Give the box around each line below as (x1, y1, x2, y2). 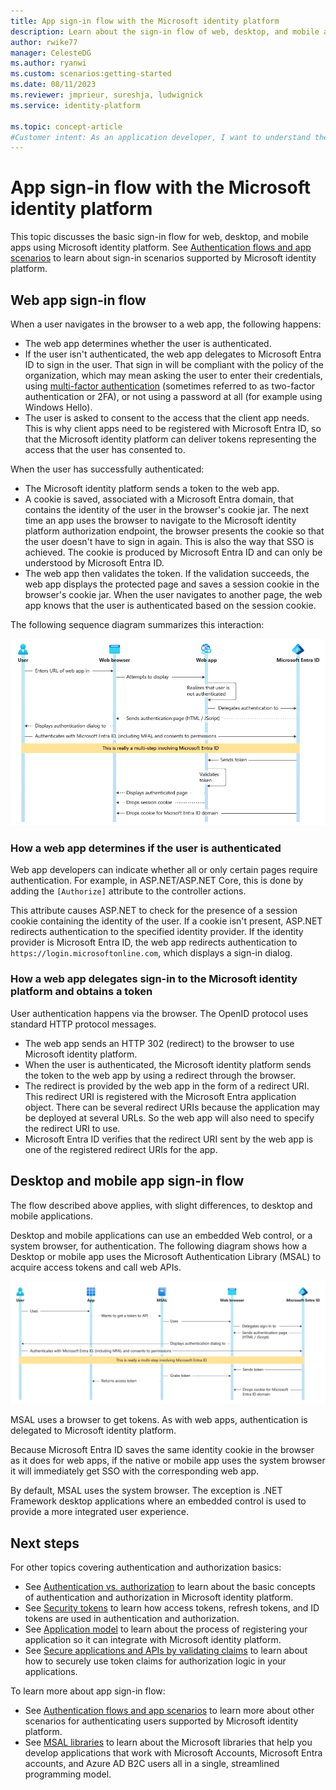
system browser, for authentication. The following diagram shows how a (10, 1240, 308, 1252)
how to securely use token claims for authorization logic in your (24, 1655, 287, 1667)
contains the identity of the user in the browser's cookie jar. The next (24, 504, 310, 515)
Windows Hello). (24, 401, 93, 413)
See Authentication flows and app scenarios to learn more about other (24, 1705, 315, 1717)
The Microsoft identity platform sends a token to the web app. (24, 483, 280, 494)
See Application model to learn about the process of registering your (24, 1623, 308, 1635)
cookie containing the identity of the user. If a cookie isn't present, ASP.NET (10, 915, 323, 927)
